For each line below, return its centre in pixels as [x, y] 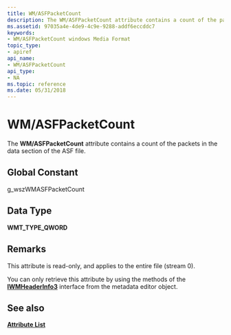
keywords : [21, 33]
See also [26, 308]
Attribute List [26, 325]
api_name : [21, 59]
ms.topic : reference [37, 84]
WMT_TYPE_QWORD [37, 227]
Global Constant [43, 173]
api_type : [21, 71]
